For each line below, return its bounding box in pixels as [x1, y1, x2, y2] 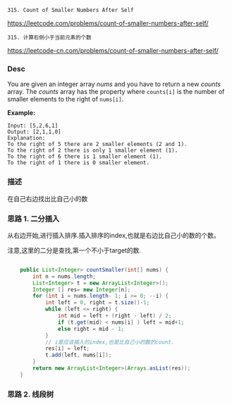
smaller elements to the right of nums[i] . [7, 95, 124, 104]
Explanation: [7, 135, 46, 142]
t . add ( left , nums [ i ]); [44, 351, 112, 359]
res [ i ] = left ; [44, 345, 90, 352]
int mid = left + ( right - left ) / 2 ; [57, 313, 172, 320]
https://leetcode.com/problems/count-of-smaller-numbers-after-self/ [7, 19, 209, 28]
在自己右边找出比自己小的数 [7, 194, 88, 202]
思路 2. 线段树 [7, 389, 54, 399]
